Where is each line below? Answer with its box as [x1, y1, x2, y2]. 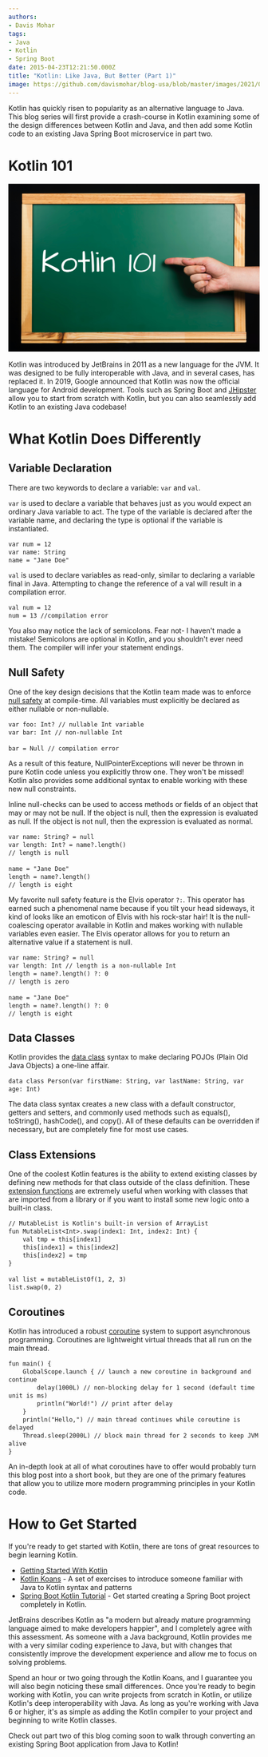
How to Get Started [8, 1515, 137, 1533]
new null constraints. [8, 784, 77, 793]
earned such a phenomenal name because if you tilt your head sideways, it [8, 903, 255, 912]
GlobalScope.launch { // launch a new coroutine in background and [22, 1367, 251, 1376]
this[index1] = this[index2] [22, 1243, 120, 1252]
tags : [8, 30, 26, 38]
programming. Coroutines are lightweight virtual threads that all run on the [8, 1334, 253, 1344]
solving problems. [8, 1657, 68, 1667]
